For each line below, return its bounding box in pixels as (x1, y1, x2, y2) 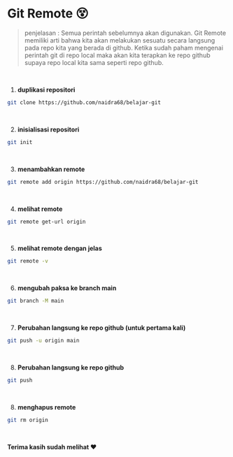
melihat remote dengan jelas (17, 244, 103, 253)
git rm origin (7, 416, 49, 423)
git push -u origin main (7, 338, 80, 344)
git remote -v (7, 258, 49, 265)
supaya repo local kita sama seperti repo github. (24, 58, 164, 66)
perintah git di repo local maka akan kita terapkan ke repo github (24, 51, 211, 59)
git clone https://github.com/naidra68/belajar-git (7, 99, 161, 106)
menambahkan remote (17, 165, 85, 173)
